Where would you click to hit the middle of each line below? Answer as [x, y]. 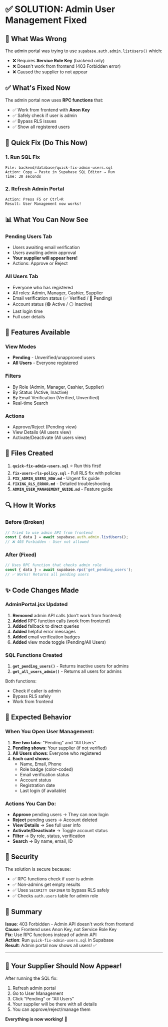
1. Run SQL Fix [22, 157]
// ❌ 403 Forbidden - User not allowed [47, 542]
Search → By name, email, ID [42, 841]
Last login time [27, 311]
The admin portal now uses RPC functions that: [54, 100]
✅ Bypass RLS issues [34, 121]
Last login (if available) [43, 790]
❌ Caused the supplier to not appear [50, 72]
